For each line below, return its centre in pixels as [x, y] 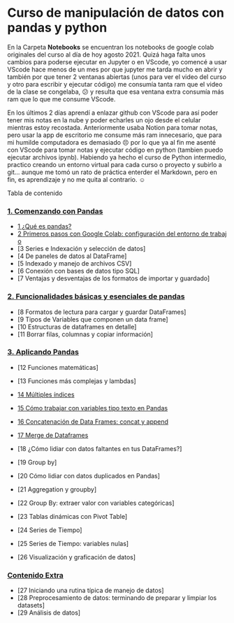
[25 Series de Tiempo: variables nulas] [73, 543]
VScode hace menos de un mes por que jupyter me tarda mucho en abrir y [115, 69]
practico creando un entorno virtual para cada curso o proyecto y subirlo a [115, 164]
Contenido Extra [36, 575]
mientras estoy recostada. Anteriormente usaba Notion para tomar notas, [112, 127]
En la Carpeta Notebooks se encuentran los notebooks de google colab [111, 47]
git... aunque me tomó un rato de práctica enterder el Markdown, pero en [112, 172]
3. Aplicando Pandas [43, 352]
